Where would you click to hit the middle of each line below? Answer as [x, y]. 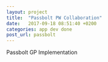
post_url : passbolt [31, 35]
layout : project [27, 12]
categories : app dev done [39, 29]
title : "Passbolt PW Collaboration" [54, 18]
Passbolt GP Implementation [42, 52]
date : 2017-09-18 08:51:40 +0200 [52, 23]
